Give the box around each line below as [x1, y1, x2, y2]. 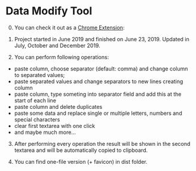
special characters [14, 115, 60, 123]
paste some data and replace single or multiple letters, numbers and [14, 109, 183, 117]
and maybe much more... [14, 129, 76, 136]
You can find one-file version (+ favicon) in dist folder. [14, 158, 148, 165]
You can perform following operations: [14, 53, 109, 60]
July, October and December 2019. [14, 42, 100, 49]
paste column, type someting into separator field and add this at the [14, 90, 182, 97]
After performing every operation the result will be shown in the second [14, 140, 191, 147]
